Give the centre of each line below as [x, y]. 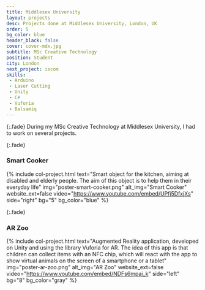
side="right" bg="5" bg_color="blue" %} [58, 200]
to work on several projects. [42, 133]
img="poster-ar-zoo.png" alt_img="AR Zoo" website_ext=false [85, 267]
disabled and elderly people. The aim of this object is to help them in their [99, 180]
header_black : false [33, 40]
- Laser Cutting [30, 86]
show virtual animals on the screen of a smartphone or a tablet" [87, 261]
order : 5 [17, 29]
